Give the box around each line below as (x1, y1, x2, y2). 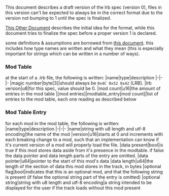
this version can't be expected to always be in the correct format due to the (5, 10, 163, 16)
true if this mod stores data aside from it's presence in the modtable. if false (5, 147, 164, 153)
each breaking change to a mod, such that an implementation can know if (5, 136, 159, 142)
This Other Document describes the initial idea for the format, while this (5, 25, 155, 31)
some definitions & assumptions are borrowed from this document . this (5, 40, 154, 46)
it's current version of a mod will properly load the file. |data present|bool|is (5, 141, 163, 148)
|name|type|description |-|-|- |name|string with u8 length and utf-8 (5, 126, 146, 132)
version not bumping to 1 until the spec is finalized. (5, 15, 112, 21)
